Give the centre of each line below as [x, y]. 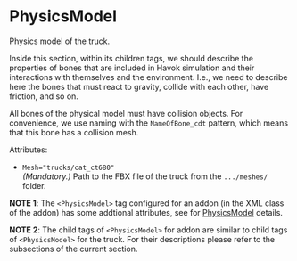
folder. [34, 185]
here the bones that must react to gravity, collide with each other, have [139, 86]
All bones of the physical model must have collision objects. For [126, 113]
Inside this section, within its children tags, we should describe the [132, 58]
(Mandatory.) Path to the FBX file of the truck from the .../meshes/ [145, 176]
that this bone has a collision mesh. [74, 132]
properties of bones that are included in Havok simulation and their [132, 68]
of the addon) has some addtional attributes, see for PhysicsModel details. [146, 212]
